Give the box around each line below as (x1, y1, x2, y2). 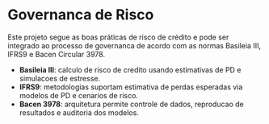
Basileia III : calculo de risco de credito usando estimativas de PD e (19, 64, 242, 74)
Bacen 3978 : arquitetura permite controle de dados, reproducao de (19, 99, 244, 109)
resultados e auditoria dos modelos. (19, 107, 139, 118)
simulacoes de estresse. (19, 73, 101, 83)
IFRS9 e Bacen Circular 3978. (7, 49, 106, 59)
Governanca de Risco (7, 6, 154, 24)
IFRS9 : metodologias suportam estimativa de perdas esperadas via (19, 82, 243, 92)
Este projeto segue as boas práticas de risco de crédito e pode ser (7, 32, 229, 42)
